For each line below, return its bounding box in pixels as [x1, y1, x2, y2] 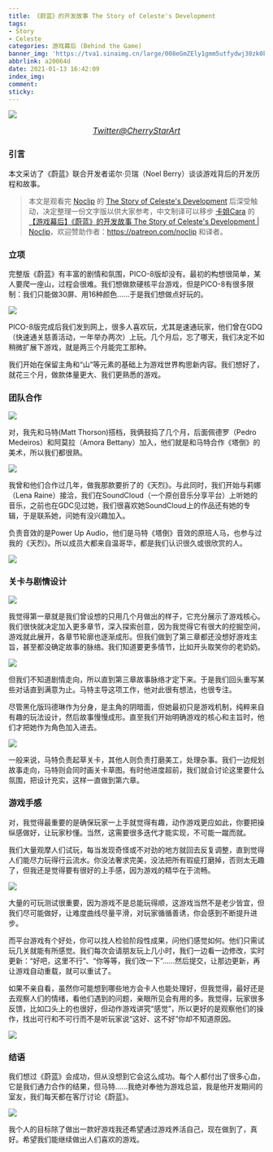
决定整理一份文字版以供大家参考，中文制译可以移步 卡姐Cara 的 [42, 206, 255, 216]
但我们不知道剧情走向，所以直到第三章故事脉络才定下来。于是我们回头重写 [8, 674, 258, 684]
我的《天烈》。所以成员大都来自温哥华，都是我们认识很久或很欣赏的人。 [8, 538, 247, 548]
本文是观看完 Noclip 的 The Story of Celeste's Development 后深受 [28, 196, 251, 206]
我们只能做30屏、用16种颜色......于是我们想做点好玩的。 [22, 289, 209, 299]
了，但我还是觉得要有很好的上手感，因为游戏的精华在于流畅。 [8, 865, 215, 875]
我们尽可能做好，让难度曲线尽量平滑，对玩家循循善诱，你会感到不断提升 [8, 908, 250, 918]
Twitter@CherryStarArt [92, 125, 181, 137]
